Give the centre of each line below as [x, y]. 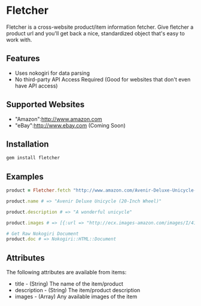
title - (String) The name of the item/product [69, 284]
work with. [19, 40]
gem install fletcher [33, 158]
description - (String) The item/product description [77, 290]
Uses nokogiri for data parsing [52, 73]
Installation [28, 144]
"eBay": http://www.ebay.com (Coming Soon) [70, 125]
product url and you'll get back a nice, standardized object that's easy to [96, 33]
